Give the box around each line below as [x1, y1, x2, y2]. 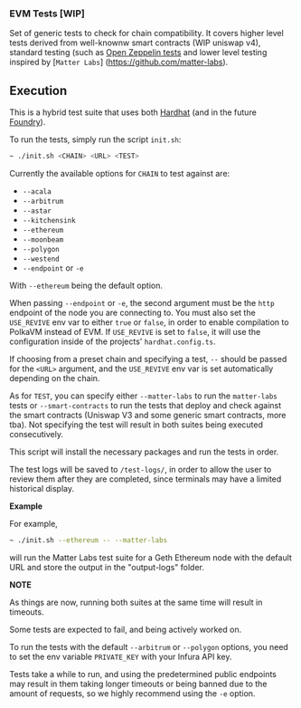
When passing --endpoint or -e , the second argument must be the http [9, 297, 275, 308]
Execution [9, 82, 68, 98]
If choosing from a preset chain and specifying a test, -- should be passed [9, 353, 287, 364]
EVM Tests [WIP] [9, 7, 86, 20]
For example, [9, 518, 59, 529]
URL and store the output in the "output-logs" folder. [9, 561, 205, 572]
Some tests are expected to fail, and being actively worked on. [9, 624, 242, 635]
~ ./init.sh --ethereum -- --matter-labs [9, 535, 168, 545]
